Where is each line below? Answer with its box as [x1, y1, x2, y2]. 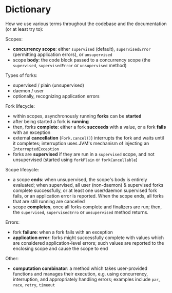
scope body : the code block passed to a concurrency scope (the [12, 56, 150, 63]
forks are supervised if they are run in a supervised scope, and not [12, 151, 155, 157]
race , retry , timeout [12, 281, 55, 288]
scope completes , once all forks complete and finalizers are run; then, [12, 204, 162, 210]
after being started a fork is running [12, 118, 89, 124]
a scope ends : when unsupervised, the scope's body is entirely [12, 176, 147, 183]
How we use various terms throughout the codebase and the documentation [5, 21, 167, 27]
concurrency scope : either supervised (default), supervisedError [12, 46, 151, 52]
